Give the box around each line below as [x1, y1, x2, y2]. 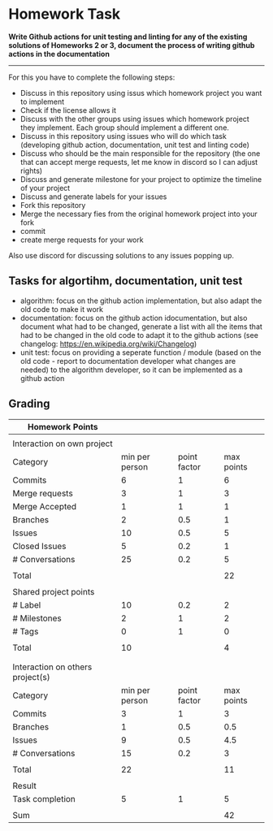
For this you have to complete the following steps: [8, 72, 175, 82]
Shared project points [12, 586, 95, 597]
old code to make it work [19, 304, 104, 314]
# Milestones [12, 612, 63, 624]
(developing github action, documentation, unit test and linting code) [19, 140, 250, 149]
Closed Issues [12, 540, 67, 552]
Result [12, 780, 37, 791]
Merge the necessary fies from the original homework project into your [19, 209, 258, 219]
